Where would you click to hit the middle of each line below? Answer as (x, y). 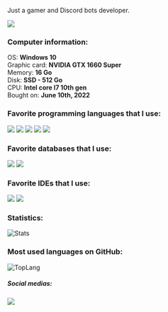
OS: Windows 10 (32, 58)
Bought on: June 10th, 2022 (49, 95)
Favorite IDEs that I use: (49, 183)
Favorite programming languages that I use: (84, 114)
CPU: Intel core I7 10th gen (47, 87)
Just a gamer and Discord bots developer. (68, 10)
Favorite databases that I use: (60, 149)
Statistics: (26, 218)
